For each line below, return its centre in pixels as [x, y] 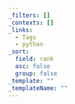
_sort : [19, 52]
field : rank [35, 59]
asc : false [33, 66]
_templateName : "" [38, 88]
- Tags [26, 37]
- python [29, 45]
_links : [21, 30]
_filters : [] [29, 15]
